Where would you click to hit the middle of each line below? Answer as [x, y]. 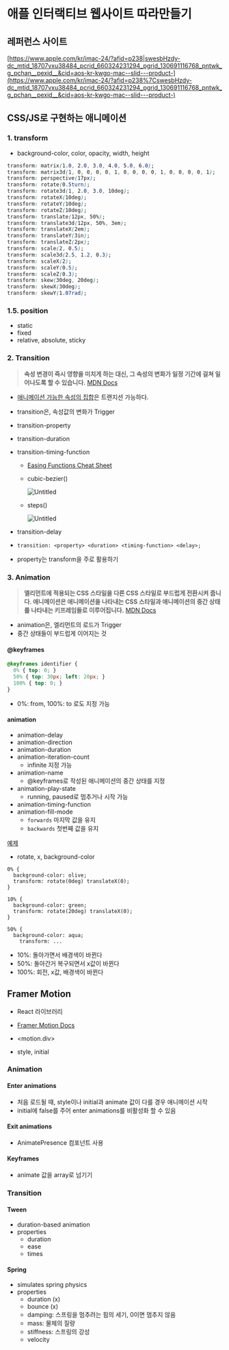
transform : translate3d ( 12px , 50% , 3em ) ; [67, 223]
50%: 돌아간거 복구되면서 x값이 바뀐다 [68, 963]
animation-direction [45, 742]
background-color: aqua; [49, 935]
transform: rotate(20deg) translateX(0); [73, 911]
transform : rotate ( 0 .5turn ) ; [49, 185]
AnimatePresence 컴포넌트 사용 [60, 1142]
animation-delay [40, 735]
